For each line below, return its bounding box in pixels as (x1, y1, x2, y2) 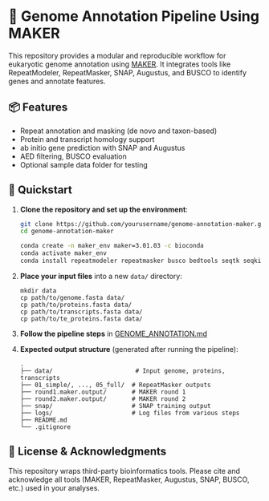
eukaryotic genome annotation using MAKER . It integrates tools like (8, 59, 231, 69)
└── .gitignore (19, 422, 71, 431)
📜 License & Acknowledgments (8, 445, 167, 459)
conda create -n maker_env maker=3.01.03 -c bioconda (19, 242, 204, 250)
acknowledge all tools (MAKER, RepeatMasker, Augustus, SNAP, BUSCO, (8, 475, 250, 484)
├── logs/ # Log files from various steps (19, 409, 240, 417)
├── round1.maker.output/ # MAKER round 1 (19, 388, 186, 396)
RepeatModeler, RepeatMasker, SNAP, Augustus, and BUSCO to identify (8, 67, 247, 77)
